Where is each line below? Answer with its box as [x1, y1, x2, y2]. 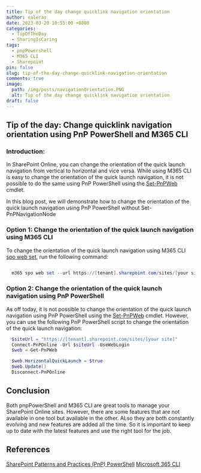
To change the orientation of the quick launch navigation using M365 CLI [6, 247, 186, 254]
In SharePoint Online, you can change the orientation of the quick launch [6, 161, 185, 168]
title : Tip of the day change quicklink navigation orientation [6, 8, 170, 15]
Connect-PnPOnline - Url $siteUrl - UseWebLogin [11, 342, 130, 348]
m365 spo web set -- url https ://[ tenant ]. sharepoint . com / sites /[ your [11, 270, 188, 276]
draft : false [6, 98, 39, 104]
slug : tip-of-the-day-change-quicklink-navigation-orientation [6, 70, 167, 76]
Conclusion [6, 386, 50, 396]
